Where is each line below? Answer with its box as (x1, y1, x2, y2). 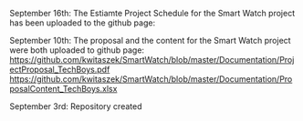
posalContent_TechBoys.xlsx (9, 84, 118, 94)
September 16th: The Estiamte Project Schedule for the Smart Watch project (9, 8, 295, 18)
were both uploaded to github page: (9, 45, 144, 55)
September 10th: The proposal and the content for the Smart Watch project (9, 35, 291, 45)
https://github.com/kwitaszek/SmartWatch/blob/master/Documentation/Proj (9, 55, 295, 65)
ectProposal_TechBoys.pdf (9, 64, 110, 75)
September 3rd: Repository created (9, 101, 142, 112)
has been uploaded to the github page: (9, 17, 156, 28)
